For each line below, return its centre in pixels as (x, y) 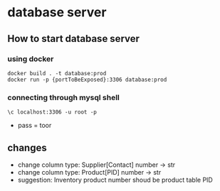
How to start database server (74, 39)
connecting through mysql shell (63, 97)
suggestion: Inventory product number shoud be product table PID (115, 180)
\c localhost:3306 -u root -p (52, 112)
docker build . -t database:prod (57, 73)
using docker (31, 59)
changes (27, 147)
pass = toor (35, 126)
